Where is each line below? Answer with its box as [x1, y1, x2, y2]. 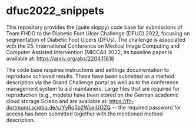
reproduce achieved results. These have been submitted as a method [6, 72, 175, 80]
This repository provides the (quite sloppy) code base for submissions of [6, 24, 182, 31]
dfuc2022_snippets [6, 4, 105, 18]
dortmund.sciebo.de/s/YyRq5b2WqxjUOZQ [6, 104, 111, 111]
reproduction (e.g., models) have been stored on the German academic [6, 91, 179, 98]
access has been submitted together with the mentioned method [6, 110, 163, 117]
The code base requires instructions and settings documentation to [6, 66, 170, 73]
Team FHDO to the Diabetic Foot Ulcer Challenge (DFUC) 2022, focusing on [6, 29, 190, 37]
